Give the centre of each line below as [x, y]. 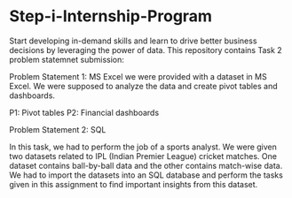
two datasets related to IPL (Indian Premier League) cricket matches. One [143, 156]
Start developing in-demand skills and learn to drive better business [133, 41]
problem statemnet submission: [67, 59]
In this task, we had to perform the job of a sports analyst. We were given [143, 147]
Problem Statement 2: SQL [58, 129]
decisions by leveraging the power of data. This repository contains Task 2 [146, 49]
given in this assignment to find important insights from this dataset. [134, 184]
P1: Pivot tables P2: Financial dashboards [84, 112]
